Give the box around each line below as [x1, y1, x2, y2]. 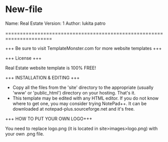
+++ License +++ [5, 55, 42, 61]
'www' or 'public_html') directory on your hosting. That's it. [12, 89, 136, 96]
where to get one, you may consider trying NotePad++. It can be [12, 100, 147, 107]
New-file [5, 4, 43, 15]
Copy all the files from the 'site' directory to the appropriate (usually [12, 84, 154, 90]
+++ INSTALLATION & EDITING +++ [5, 74, 80, 80]
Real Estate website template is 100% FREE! [5, 65, 96, 71]
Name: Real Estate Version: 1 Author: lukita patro [5, 20, 106, 26]
